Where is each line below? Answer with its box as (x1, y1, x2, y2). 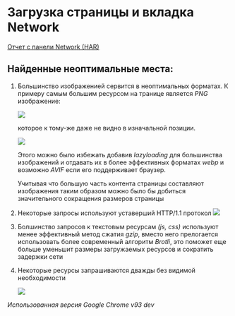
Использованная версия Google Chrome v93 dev (7, 300, 155, 309)
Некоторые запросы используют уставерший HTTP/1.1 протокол (17, 209, 212, 217)
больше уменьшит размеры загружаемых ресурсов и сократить (17, 245, 214, 253)
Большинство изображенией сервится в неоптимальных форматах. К (17, 82, 229, 90)
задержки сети (17, 252, 64, 261)
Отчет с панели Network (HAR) (7, 42, 100, 51)
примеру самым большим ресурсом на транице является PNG (17, 89, 208, 97)
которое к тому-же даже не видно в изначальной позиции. (17, 123, 196, 132)
